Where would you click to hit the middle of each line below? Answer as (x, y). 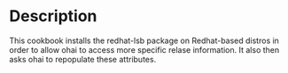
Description (53, 16)
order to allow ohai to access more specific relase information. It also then (144, 49)
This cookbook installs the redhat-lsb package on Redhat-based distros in (144, 40)
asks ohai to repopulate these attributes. (83, 59)
